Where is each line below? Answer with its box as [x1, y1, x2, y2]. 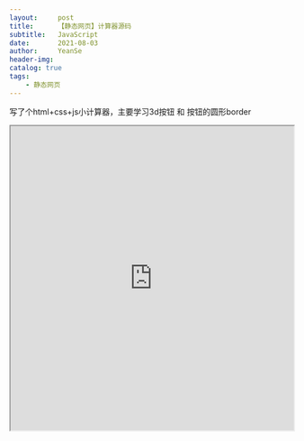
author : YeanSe [9, 47, 83, 56]
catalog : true [9, 64, 63, 73]
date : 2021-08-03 [9, 38, 99, 48]
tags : [9, 72, 30, 81]
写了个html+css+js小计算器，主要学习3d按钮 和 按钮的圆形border [9, 106, 252, 117]
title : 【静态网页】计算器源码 [9, 22, 132, 31]
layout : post [9, 13, 75, 23]
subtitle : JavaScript [9, 30, 99, 39]
